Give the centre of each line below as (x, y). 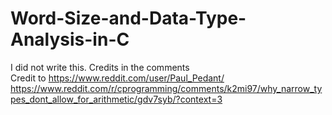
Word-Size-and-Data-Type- (128, 18)
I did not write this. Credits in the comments (100, 67)
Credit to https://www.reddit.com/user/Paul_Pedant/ (117, 78)
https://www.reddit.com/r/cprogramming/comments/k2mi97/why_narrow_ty (166, 88)
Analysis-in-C (70, 39)
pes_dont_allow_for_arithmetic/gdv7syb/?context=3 (116, 99)
